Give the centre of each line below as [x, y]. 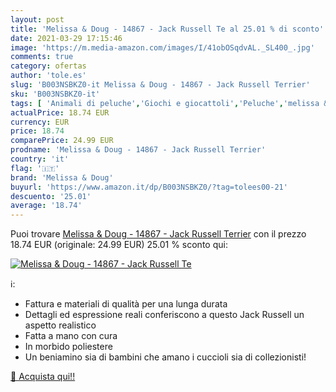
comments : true [42, 57]
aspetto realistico [60, 325]
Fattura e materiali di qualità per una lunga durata [126, 304]
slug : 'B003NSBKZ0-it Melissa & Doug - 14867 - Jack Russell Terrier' [160, 85]
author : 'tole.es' [48, 76]
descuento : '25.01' [51, 196]
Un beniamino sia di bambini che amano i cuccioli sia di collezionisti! [165, 357]
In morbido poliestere [68, 347]
